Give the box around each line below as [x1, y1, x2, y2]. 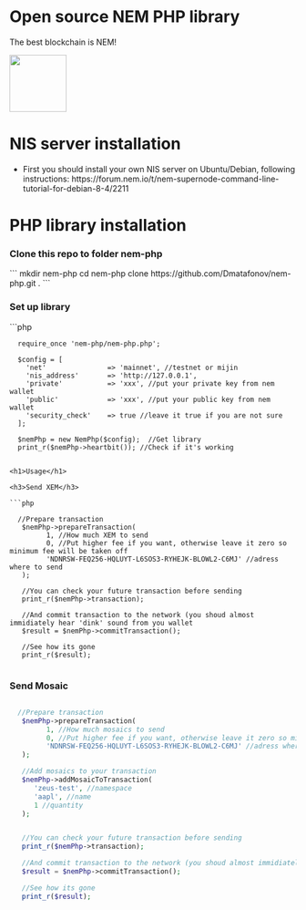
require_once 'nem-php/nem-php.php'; [17, 339, 161, 348]
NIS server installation [9, 134, 181, 154]
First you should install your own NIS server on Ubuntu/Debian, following [22, 163, 296, 174]
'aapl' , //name [33, 791, 92, 801]
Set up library [9, 301, 71, 314]
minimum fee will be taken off [9, 546, 128, 555]
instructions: [22, 173, 70, 184]
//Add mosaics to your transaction [21, 767, 157, 776]
